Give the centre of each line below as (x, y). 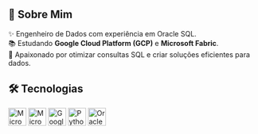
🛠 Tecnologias (46, 89)
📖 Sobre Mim (41, 15)
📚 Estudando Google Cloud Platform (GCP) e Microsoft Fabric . (113, 43)
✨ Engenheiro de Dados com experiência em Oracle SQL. (102, 33)
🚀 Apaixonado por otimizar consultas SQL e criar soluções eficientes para (129, 54)
